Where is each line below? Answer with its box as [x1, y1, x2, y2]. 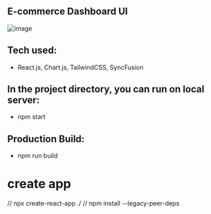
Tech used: [7, 45, 57, 57]
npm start [17, 113, 46, 121]
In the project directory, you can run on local [7, 83, 205, 95]
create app [7, 176, 72, 192]
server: [7, 94, 40, 106]
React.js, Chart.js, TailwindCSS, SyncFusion [17, 63, 144, 71]
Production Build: [7, 133, 86, 145]
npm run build [17, 152, 58, 160]
